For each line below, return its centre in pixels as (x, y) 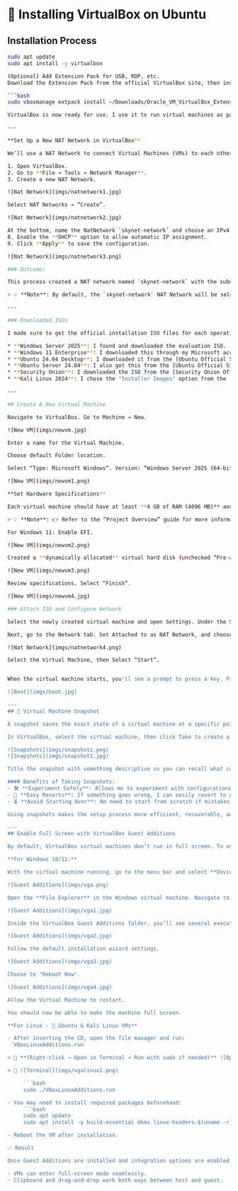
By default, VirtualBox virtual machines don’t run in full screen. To (115, 847)
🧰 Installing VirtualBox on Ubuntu (107, 15)
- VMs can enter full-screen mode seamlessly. (77, 1173)
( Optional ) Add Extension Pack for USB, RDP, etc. (84, 76)
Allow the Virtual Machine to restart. (66, 1000)
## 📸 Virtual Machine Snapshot (53, 711)
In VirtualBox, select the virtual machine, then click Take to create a (119, 737)
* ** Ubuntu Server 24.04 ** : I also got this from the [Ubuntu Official (115, 366)
